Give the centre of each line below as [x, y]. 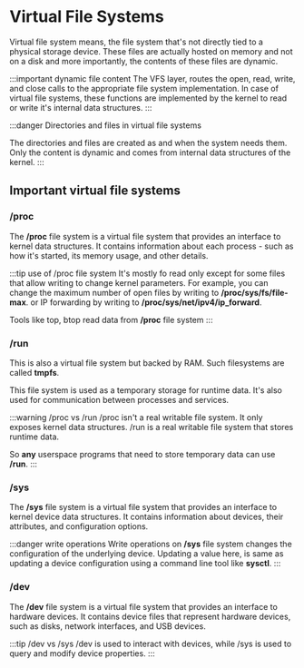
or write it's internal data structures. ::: [81, 107]
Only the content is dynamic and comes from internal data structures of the [150, 152]
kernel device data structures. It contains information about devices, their [147, 517]
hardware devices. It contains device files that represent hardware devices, [150, 616]
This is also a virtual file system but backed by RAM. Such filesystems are [147, 363]
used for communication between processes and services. [119, 399]
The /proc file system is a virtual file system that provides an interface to [145, 236]
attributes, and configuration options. [79, 526]
